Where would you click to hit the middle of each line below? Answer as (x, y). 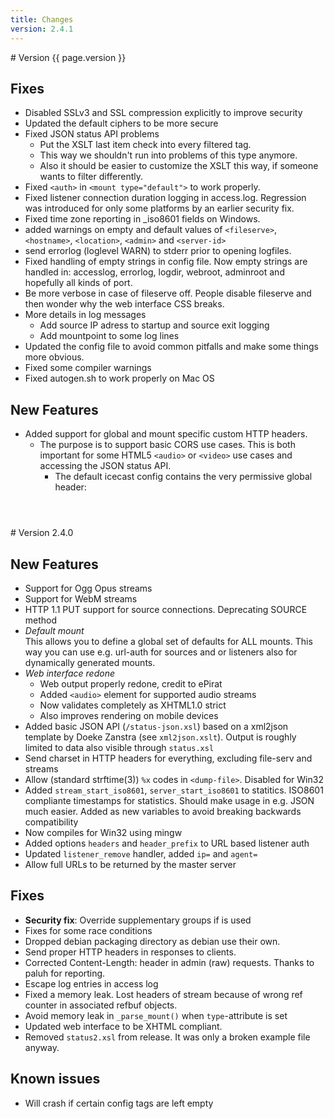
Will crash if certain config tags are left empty (119, 1103)
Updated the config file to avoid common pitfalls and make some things (171, 347)
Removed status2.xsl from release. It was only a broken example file (167, 1037)
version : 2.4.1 (42, 29)
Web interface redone (69, 673)
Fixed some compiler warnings (88, 368)
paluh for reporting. (65, 973)
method (41, 620)
